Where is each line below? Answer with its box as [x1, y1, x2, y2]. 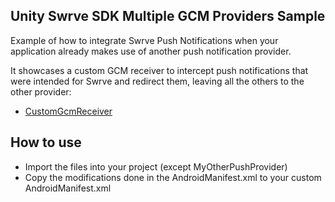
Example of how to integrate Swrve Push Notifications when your [10, 34, 279, 46]
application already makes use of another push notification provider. [10, 45, 292, 57]
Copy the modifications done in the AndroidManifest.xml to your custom [24, 171, 322, 183]
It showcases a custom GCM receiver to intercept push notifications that [10, 64, 309, 76]
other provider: [10, 85, 72, 98]
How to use [10, 134, 82, 151]
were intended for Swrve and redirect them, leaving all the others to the [10, 75, 305, 87]
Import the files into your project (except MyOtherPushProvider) [24, 160, 288, 173]
